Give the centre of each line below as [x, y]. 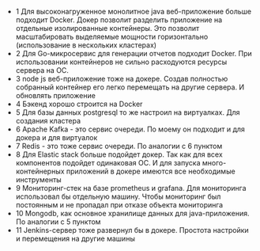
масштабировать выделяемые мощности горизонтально [112, 36]
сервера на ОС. [42, 70]
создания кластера [48, 121]
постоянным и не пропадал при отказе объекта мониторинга [119, 205]
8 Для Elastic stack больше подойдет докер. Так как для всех [119, 154]
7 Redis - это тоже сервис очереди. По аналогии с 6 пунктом [119, 146]
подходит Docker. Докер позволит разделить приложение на [119, 20]
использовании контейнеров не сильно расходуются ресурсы [121, 62]
